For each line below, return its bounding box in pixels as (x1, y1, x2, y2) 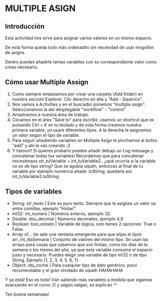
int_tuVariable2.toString (12, 173, 59, 179)
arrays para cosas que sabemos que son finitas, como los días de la (12, 241, 148, 247)
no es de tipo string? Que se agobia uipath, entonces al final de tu (12, 163, 144, 169)
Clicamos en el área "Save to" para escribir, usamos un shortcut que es (12, 117, 155, 123)
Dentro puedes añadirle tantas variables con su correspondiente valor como (5, 59, 157, 64)
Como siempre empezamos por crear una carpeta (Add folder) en (12, 91, 143, 97)
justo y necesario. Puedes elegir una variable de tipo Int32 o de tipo (12, 252, 147, 257)
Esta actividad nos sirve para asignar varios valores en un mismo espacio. (5, 35, 153, 41)
